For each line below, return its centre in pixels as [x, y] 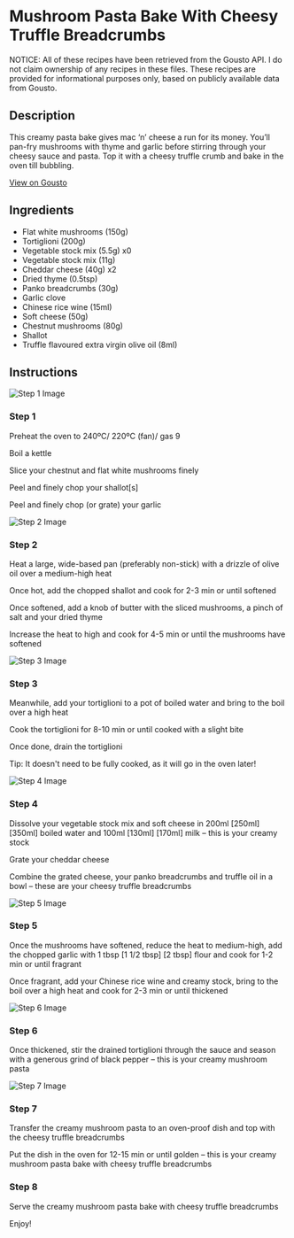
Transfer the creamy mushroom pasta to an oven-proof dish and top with [143, 1128]
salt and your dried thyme [56, 616]
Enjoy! [21, 1223]
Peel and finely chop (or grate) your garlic [85, 504]
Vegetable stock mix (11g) [69, 259]
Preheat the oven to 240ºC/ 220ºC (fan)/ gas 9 [95, 436]
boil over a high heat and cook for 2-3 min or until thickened [119, 990]
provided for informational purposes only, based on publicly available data [145, 78]
